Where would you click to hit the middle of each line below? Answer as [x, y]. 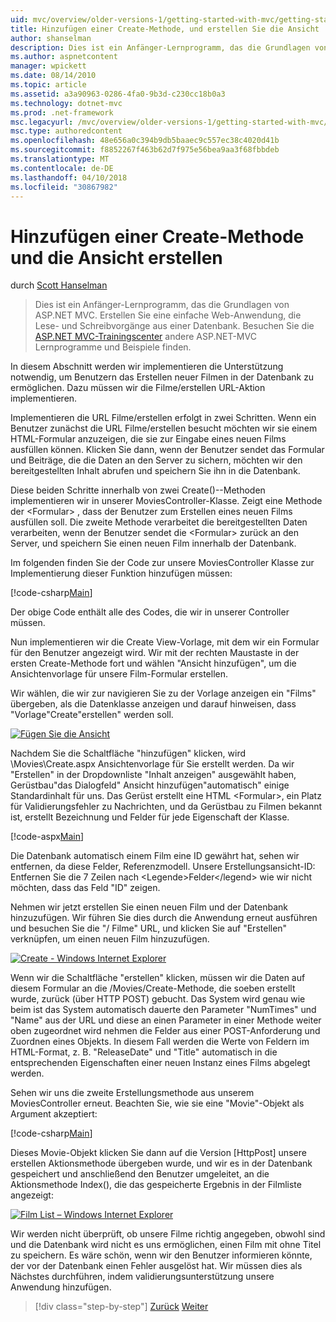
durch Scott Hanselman [59, 285]
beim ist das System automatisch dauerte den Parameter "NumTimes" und [163, 1010]
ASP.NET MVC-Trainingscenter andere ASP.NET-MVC [145, 337]
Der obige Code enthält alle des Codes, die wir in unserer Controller [150, 612]
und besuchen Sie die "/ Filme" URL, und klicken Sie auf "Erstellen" [149, 928]
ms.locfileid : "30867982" [64, 187]
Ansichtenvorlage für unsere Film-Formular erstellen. [119, 674]
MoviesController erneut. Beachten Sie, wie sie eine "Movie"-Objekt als [157, 1103]
